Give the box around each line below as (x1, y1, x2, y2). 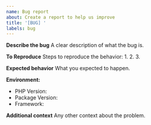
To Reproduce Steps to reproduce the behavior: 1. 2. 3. (6, 53, 140, 60)
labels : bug (6, 25, 36, 32)
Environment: (6, 76, 40, 83)
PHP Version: (14, 87, 47, 95)
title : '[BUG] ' (6, 20, 46, 26)
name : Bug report (6, 8, 49, 15)
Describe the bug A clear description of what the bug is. (6, 42, 144, 49)
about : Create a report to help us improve (6, 14, 115, 20)
